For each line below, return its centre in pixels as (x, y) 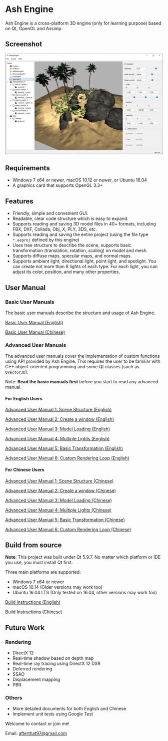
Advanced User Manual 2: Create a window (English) (59, 419)
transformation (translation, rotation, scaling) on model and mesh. (80, 251)
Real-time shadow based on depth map (53, 658)
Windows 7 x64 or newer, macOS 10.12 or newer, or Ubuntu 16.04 (80, 180)
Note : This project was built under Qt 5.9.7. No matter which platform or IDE (83, 557)
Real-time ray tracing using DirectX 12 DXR (56, 664)
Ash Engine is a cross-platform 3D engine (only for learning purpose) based (83, 23)
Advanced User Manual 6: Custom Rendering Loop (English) (67, 458)
